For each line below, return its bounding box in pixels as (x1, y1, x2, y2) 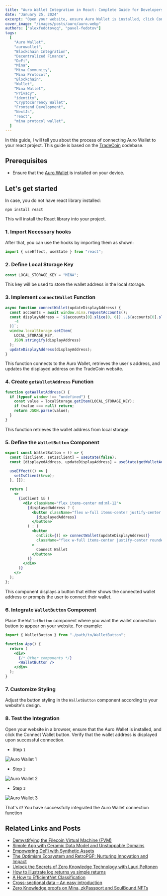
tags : (5, 30, 16, 35)
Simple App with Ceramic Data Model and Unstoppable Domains (12, 843, 145, 849)
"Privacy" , (14, 91, 37, 96)
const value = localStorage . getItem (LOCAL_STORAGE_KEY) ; (14, 399, 135, 404)
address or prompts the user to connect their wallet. (5, 594, 112, 600)
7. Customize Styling (5, 686, 56, 693)
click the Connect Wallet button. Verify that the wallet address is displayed (5, 731, 158, 737)
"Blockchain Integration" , (14, 49, 70, 54)
